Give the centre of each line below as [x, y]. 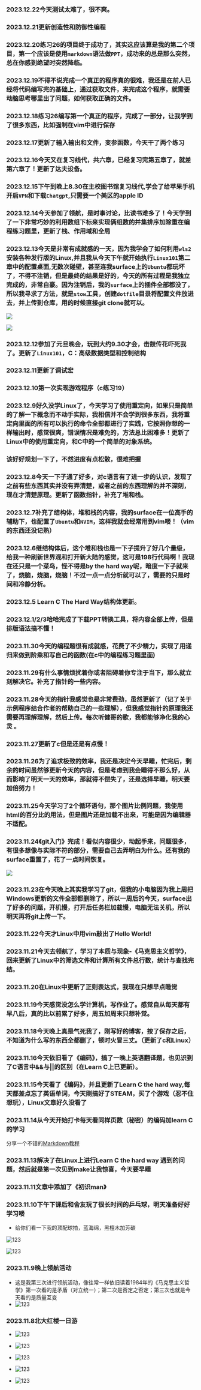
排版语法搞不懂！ [31, 628]
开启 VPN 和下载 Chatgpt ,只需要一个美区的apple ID [75, 196]
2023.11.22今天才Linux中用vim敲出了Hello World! [79, 934]
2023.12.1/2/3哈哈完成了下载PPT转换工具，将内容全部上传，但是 [100, 619]
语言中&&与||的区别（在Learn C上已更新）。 [79, 1067]
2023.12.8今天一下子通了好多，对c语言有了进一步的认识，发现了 [99, 477]
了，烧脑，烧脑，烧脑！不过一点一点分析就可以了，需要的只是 [95, 575]
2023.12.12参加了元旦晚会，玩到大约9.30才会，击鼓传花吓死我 [96, 344]
